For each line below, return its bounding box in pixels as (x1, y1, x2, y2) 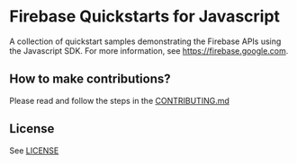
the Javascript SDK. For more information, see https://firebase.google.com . (9, 45, 289, 56)
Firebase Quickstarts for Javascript (9, 6, 281, 27)
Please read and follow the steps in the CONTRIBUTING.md (9, 95, 229, 106)
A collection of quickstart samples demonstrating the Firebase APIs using (9, 36, 282, 47)
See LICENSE (9, 145, 59, 156)
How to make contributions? (9, 72, 171, 87)
